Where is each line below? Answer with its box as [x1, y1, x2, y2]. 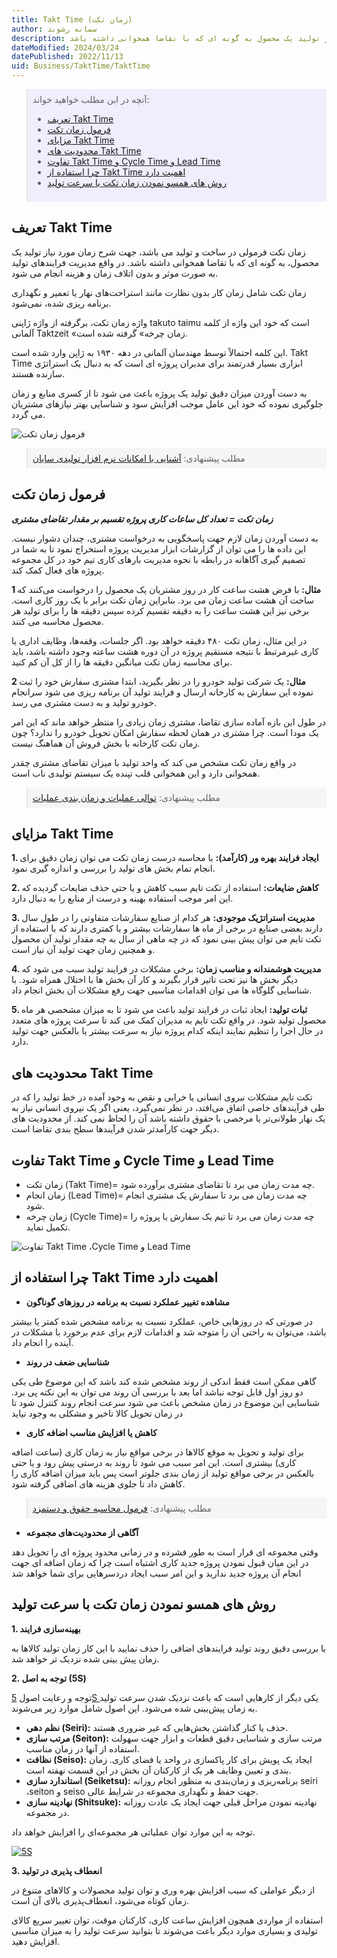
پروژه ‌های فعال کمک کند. [11, 564, 105, 576]
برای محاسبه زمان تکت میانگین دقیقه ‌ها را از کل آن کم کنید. [11, 656, 233, 668]
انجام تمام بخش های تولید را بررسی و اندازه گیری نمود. [11, 862, 216, 875]
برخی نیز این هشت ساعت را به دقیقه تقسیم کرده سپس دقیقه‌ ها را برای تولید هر [11, 604, 310, 616]
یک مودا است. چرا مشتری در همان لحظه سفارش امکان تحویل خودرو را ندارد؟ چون [11, 726, 319, 738]
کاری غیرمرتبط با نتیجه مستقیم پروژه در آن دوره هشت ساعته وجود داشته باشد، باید [11, 645, 319, 657]
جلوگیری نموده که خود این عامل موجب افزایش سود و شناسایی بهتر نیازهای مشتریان [11, 397, 324, 410]
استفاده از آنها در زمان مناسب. [25, 1742, 140, 1755]
